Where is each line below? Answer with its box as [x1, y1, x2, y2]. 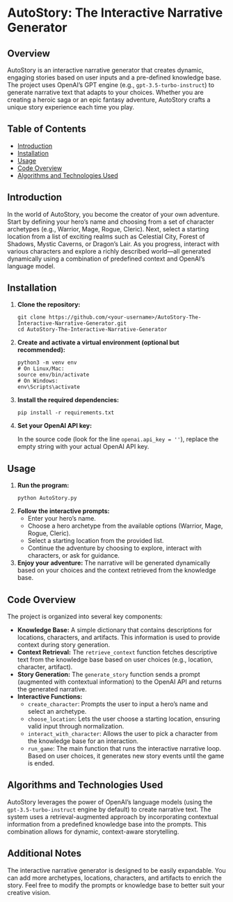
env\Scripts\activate [17, 383, 80, 391]
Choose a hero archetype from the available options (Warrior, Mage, [27, 521, 223, 530]
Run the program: [17, 481, 70, 489]
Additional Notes [7, 848, 82, 859]
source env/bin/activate [17, 372, 90, 379]
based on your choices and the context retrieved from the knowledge [17, 566, 216, 574]
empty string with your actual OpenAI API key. [17, 443, 150, 451]
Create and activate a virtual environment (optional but [17, 338, 179, 346]
